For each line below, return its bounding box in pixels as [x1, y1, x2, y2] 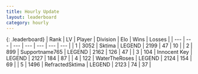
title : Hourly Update [6, 8, 60, 15]
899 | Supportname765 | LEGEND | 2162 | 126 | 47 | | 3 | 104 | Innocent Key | [6, 49, 193, 56]
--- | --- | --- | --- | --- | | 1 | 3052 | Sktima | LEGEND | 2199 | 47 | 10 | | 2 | [12, 42, 193, 49]
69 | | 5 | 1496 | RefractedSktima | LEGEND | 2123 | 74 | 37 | [6, 61, 151, 68]
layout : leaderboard [6, 14, 57, 20]
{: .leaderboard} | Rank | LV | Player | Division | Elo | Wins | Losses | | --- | [6, 36, 185, 43]
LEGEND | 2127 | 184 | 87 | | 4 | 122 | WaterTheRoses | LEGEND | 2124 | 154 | [6, 54, 192, 62]
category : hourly [6, 20, 49, 25]
